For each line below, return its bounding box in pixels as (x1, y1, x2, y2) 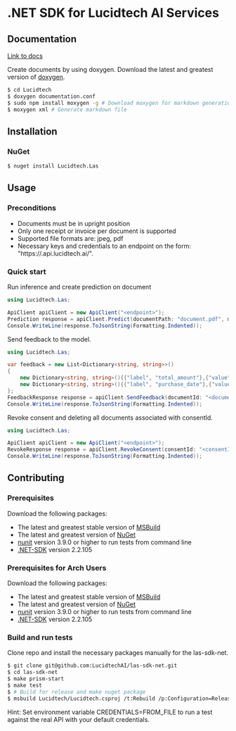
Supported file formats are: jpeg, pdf (17, 234, 124, 242)
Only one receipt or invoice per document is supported (17, 227, 177, 235)
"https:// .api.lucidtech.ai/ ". (17, 249, 93, 258)
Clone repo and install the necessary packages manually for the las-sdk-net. (7, 649, 229, 657)
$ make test (7, 682, 42, 689)
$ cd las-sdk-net (7, 669, 58, 676)
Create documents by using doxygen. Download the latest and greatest (7, 65, 214, 73)
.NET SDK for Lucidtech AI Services (7, 5, 220, 21)
